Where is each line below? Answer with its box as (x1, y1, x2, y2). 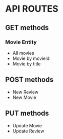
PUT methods (5, 109, 49, 118)
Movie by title (12, 60, 41, 66)
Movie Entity (5, 39, 37, 46)
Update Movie (12, 122, 42, 128)
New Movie (12, 94, 36, 100)
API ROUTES (5, 3, 59, 15)
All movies (12, 50, 34, 56)
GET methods (5, 23, 49, 32)
